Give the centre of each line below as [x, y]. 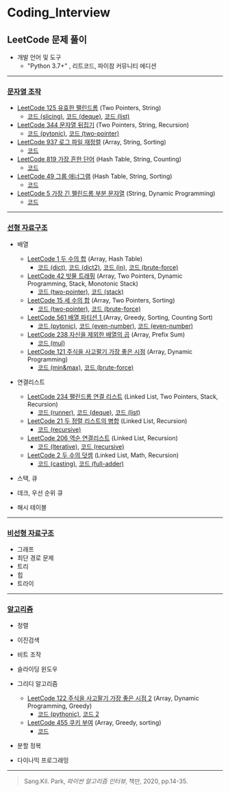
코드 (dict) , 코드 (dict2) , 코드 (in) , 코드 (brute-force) [108, 267]
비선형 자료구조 [31, 533]
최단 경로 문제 [35, 558]
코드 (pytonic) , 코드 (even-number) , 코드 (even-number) [115, 326]
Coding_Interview [59, 13]
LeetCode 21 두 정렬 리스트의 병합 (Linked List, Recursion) [107, 421]
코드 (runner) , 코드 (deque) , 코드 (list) [89, 412]
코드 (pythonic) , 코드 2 [68, 714]
